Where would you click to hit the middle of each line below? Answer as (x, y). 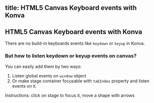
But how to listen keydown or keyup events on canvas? (71, 56)
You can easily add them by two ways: (43, 66)
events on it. (24, 86)
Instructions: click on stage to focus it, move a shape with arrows (70, 95)
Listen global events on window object (49, 76)
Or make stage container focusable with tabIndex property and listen (81, 81)
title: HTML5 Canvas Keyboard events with (71, 8)
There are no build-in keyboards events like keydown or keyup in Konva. (75, 43)
